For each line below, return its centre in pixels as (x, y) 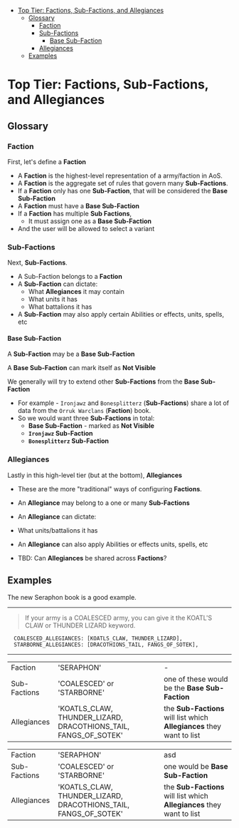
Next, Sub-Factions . (37, 262)
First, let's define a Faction (47, 162)
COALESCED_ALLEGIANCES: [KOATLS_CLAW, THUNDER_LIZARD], (98, 639)
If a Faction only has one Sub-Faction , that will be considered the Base (122, 190)
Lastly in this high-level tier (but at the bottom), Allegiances (95, 475)
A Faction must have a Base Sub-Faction (79, 205)
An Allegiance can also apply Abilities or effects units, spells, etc (113, 544)
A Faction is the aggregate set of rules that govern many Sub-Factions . (123, 183)
